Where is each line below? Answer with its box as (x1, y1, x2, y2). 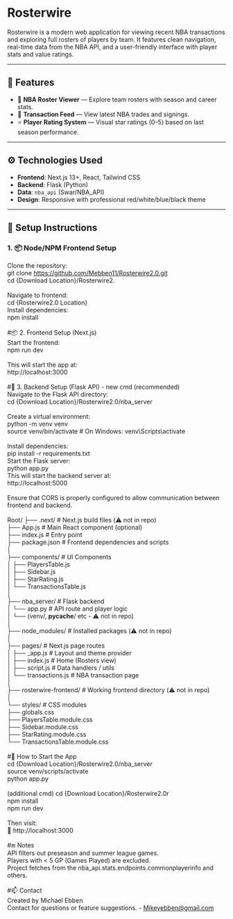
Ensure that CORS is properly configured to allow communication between (7, 494, 220, 502)
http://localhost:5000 (7, 479, 68, 488)
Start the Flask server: (7, 457, 71, 465)
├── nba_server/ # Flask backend (7, 597, 105, 606)
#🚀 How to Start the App (7, 753, 77, 761)
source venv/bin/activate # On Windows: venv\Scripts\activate (7, 427, 186, 435)
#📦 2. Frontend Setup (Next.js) (7, 328, 97, 337)
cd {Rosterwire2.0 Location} (7, 298, 88, 307)
